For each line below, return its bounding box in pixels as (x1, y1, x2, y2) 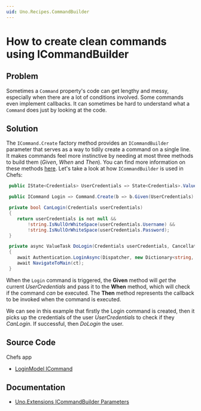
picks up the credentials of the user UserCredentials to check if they (6, 313, 175, 321)
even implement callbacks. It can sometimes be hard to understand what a (6, 100, 190, 107)
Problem (6, 71, 39, 82)
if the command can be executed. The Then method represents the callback (6, 289, 194, 296)
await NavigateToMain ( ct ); (17, 260, 84, 266)
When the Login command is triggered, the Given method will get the (6, 277, 176, 284)
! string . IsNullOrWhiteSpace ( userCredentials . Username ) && (28, 221, 175, 227)
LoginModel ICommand (14, 365, 73, 372)
